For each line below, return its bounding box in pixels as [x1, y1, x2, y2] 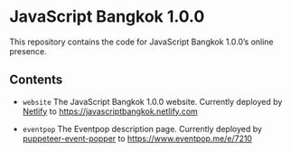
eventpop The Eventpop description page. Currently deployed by [22, 123, 262, 134]
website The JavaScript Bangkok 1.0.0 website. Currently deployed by [22, 96, 283, 107]
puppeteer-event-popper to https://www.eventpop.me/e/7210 [22, 133, 253, 144]
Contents [9, 72, 63, 88]
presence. [9, 45, 47, 56]
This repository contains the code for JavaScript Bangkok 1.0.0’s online [9, 36, 274, 47]
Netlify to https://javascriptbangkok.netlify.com [22, 106, 199, 117]
